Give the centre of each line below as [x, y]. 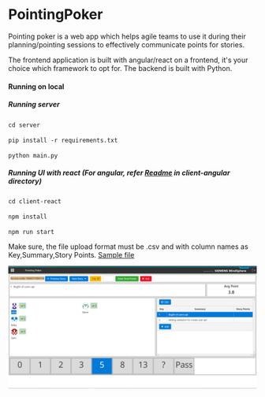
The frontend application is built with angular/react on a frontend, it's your [128, 60]
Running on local [36, 86]
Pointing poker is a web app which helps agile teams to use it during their [127, 36]
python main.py [33, 155]
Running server [34, 105]
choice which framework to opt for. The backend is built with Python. [120, 68]
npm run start [32, 232]
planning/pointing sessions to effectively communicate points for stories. [127, 44]
